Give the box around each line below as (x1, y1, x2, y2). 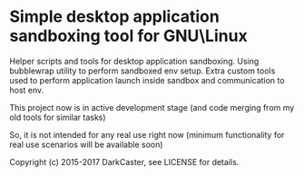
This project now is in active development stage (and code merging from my (9, 102, 295, 112)
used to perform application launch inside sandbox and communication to (9, 74, 285, 85)
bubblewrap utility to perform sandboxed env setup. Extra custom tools (9, 65, 276, 76)
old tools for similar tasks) (9, 112, 106, 122)
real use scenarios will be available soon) (9, 139, 163, 150)
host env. (9, 84, 44, 95)
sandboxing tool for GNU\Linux (9, 25, 248, 46)
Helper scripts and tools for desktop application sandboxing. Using (9, 55, 260, 66)
